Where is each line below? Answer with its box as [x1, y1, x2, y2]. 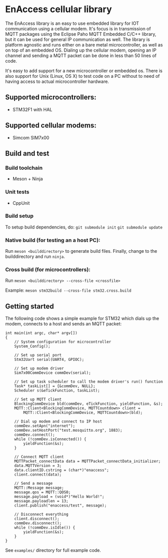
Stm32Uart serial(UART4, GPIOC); [14, 357, 85, 362]
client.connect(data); [14, 472, 62, 477]
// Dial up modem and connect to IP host [14, 419, 102, 424]
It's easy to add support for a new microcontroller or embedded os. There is [5, 67, 162, 74]
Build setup [5, 212, 34, 219]
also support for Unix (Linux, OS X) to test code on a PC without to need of [5, 73, 160, 79]
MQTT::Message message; [14, 485, 64, 491]
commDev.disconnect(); [14, 521, 62, 526]
